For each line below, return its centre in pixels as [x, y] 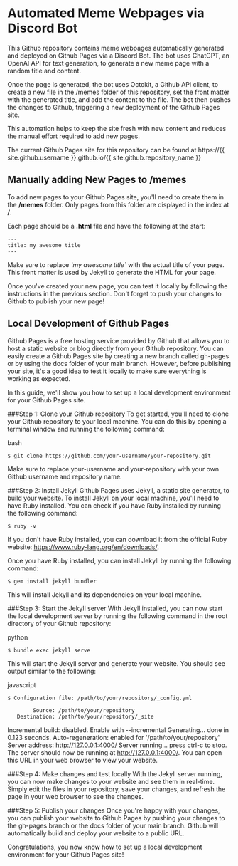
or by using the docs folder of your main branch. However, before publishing [119, 363]
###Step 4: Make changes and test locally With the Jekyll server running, [115, 773]
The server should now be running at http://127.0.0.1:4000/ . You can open [115, 752]
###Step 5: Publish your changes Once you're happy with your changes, [114, 810]
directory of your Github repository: [59, 623]
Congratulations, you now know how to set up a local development [105, 847]
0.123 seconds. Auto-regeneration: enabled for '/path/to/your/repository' [114, 737]
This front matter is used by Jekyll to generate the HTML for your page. [112, 272]
